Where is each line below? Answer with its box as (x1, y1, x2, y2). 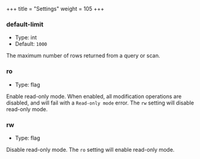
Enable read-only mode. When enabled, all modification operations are (6, 92, 182, 100)
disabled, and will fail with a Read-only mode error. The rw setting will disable (6, 99, 195, 106)
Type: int (14, 34, 37, 41)
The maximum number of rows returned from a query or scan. (6, 52, 161, 59)
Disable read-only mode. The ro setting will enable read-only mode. (6, 146, 175, 153)
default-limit (6, 20, 44, 28)
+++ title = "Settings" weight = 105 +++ (6, 5, 104, 12)
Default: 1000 (14, 41, 47, 48)
